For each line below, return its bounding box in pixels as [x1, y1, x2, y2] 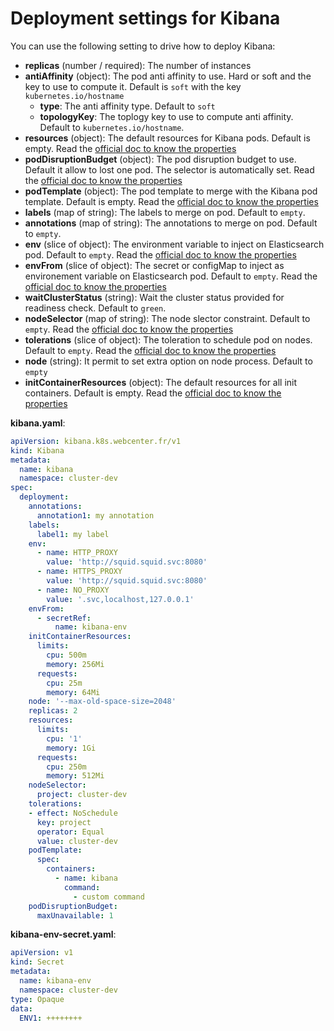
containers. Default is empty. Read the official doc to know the [24, 387, 282, 399]
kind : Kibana [10, 445, 65, 456]
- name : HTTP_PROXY [36, 548, 118, 558]
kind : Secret [10, 957, 65, 967]
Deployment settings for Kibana [10, 7, 281, 30]
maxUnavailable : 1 [36, 910, 114, 921]
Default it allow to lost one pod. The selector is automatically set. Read [24, 163, 315, 176]
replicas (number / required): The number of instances [24, 59, 252, 71]
